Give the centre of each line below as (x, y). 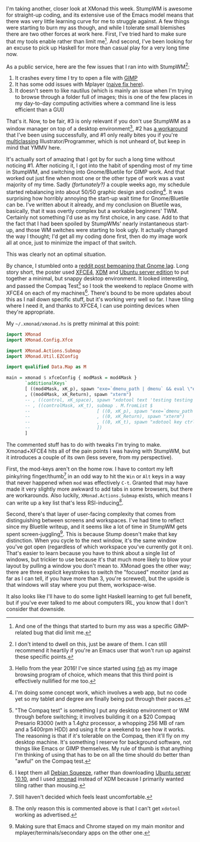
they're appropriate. (31, 312)
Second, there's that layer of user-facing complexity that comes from (91, 514)
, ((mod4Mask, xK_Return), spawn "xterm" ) (78, 394)
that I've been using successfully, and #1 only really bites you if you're (92, 135)
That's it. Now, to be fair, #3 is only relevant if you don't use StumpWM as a (99, 121)
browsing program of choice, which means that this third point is (94, 674)
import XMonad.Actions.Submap (44, 351)
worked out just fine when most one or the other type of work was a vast (96, 178)
